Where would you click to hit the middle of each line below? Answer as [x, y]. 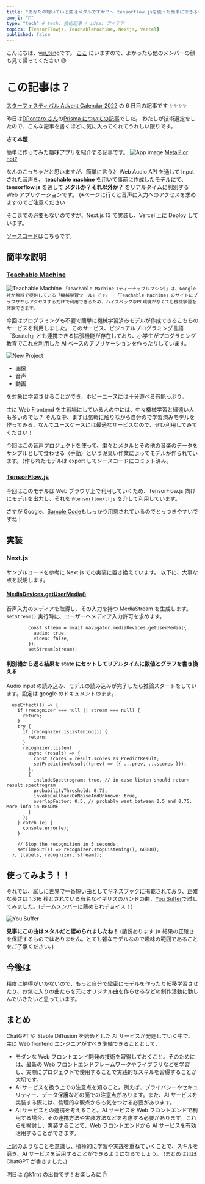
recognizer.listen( [47, 748]
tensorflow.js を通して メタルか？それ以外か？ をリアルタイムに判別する [98, 187]
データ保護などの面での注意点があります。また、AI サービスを [120, 1095]
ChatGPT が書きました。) [37, 1161]
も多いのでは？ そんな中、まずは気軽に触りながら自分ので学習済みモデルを [101, 417]
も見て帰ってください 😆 [37, 61]
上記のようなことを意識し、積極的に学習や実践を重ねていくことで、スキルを [103, 1146]
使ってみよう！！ [38, 875]
